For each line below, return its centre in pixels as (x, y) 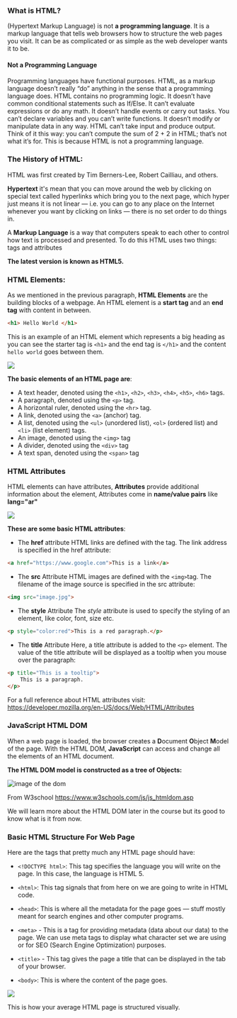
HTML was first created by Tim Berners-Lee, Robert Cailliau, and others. (113, 175)
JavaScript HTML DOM (47, 726)
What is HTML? (34, 11)
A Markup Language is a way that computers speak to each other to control (118, 232)
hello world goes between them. (56, 352)
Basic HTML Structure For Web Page (71, 837)
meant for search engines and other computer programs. (100, 917)
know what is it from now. (45, 819)
